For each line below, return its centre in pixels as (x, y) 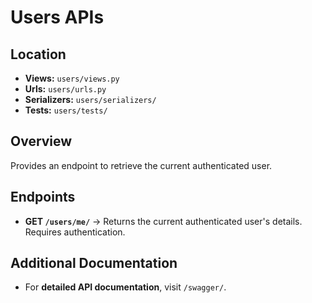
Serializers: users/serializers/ (90, 99)
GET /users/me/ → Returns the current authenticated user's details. (163, 221)
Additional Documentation (94, 263)
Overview (41, 141)
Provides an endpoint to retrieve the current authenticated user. (141, 165)
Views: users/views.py (72, 78)
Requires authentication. (75, 232)
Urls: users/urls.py (65, 89)
